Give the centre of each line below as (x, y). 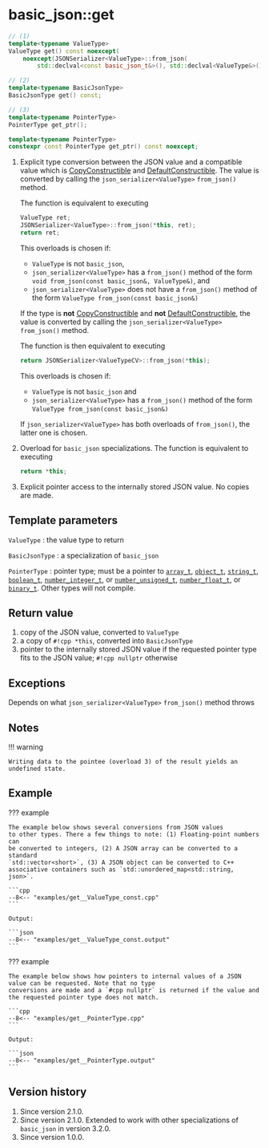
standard (23, 855)
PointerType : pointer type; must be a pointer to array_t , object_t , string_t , (133, 570)
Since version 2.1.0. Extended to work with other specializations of (129, 1120)
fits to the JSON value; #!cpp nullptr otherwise (98, 658)
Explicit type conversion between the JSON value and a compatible (131, 162)
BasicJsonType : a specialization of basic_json (84, 555)
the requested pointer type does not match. (84, 997)
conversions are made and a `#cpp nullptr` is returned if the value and (134, 990)
